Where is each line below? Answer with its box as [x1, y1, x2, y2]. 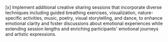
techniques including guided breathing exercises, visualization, [5, 10, 137, 16]
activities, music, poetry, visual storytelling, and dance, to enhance [23, 15, 163, 21]
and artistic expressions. [5, 31, 57, 37]
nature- [138, 10, 154, 16]
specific [5, 15, 22, 21]
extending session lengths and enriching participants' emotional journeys [5, 26, 159, 32]
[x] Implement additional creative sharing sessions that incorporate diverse [5, 5, 162, 10]
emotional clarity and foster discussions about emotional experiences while [5, 20, 163, 26]
